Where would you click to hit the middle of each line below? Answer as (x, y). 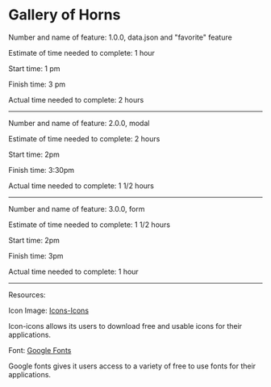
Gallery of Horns (65, 15)
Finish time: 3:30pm (42, 170)
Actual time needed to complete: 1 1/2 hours (81, 185)
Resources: (27, 294)
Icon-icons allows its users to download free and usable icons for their (125, 326)
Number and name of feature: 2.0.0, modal (79, 123)
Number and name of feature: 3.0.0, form (77, 208)
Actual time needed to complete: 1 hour (73, 271)
